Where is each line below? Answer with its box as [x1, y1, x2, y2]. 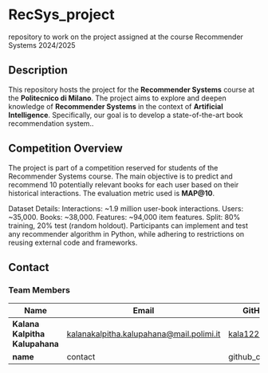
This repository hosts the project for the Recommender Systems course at [8, 84, 255, 94]
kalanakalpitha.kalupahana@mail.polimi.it [66, 328, 221, 340]
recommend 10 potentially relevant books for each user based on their [8, 179, 239, 189]
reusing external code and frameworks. [8, 238, 138, 247]
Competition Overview [8, 142, 124, 155]
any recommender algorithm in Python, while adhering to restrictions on [8, 229, 245, 238]
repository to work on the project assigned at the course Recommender [8, 32, 243, 41]
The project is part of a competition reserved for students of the [8, 163, 219, 172]
